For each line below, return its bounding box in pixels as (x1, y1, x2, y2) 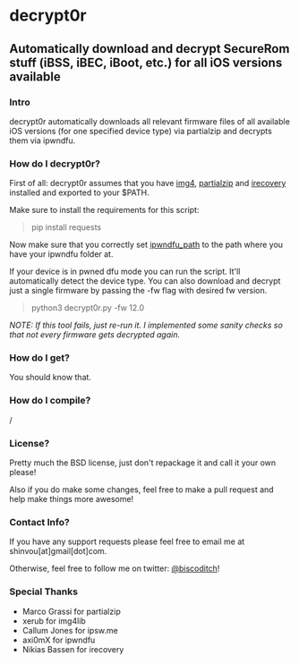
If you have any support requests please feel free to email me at (9, 536, 245, 547)
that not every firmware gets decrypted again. (9, 329, 181, 340)
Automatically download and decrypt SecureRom (9, 41, 290, 56)
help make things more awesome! (9, 494, 134, 505)
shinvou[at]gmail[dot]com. (9, 546, 107, 557)
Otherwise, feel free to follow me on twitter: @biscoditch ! (9, 563, 220, 574)
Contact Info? (9, 515, 70, 528)
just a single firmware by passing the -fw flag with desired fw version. (9, 285, 268, 296)
